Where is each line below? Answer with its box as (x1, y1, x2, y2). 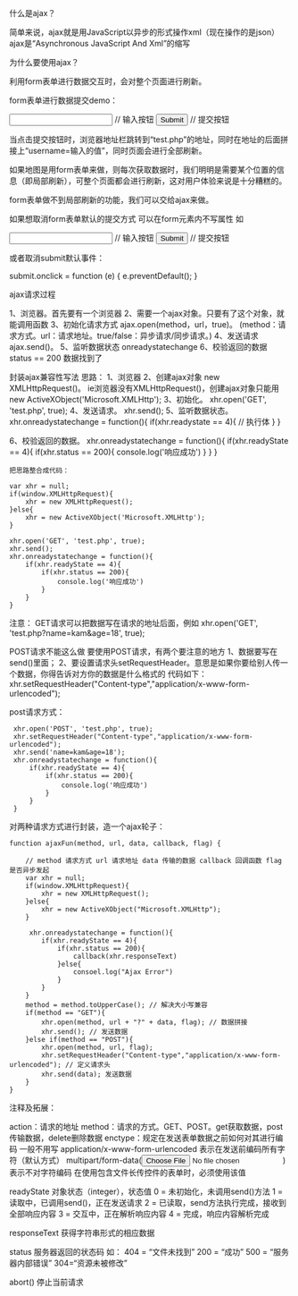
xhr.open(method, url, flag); (41, 1043, 153, 1052)
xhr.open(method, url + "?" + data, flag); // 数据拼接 (41, 1018, 248, 1027)
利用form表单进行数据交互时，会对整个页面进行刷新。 (9, 76, 207, 87)
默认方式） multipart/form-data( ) (24, 1155, 286, 1165)
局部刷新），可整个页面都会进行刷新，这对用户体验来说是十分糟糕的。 (32, 175, 287, 186)
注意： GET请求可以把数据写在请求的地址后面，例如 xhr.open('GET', (9, 618, 259, 628)
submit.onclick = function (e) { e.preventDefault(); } (9, 271, 198, 281)
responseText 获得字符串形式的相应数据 (9, 1228, 155, 1238)
